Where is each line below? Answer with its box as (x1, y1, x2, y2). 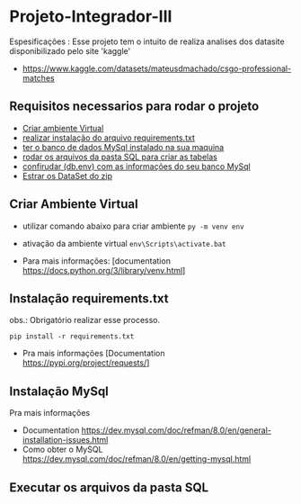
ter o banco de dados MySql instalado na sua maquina (22, 141, 225, 152)
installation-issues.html (22, 435, 109, 445)
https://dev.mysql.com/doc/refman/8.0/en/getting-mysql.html (22, 454, 252, 464)
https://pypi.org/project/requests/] (22, 357, 150, 368)
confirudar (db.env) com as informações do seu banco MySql (22, 160, 251, 172)
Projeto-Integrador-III (9, 6, 173, 27)
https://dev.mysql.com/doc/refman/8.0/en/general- (81, 425, 271, 436)
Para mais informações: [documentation (22, 255, 171, 266)
